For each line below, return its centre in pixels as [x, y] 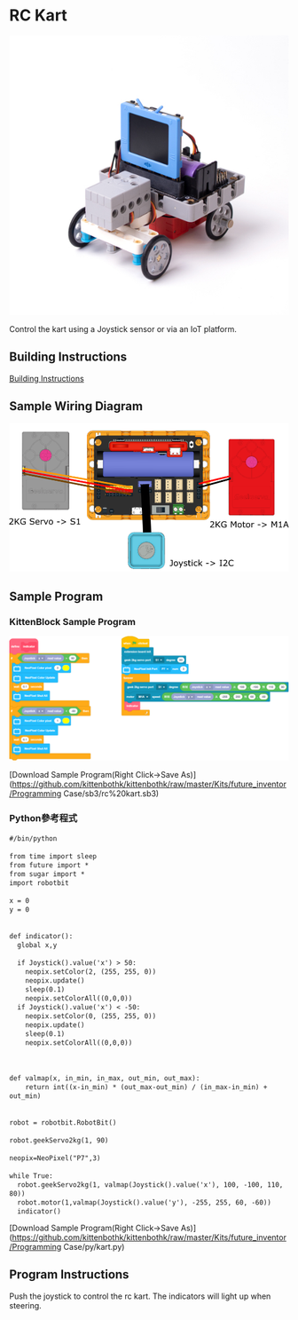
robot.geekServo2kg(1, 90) [59, 1140]
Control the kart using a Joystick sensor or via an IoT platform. [123, 328]
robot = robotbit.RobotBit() [63, 1122]
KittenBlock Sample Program [72, 621]
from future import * [49, 865]
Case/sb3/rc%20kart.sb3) [111, 794]
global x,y [37, 945]
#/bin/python [33, 838]
